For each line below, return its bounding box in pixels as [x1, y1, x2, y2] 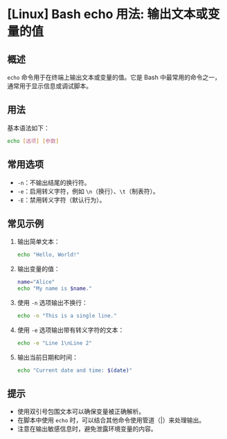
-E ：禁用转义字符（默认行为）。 [17, 196, 106, 204]
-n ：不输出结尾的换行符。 [17, 178, 91, 187]
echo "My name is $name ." [17, 285, 92, 292]
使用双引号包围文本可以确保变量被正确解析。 [17, 407, 145, 416]
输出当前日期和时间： [17, 353, 78, 361]
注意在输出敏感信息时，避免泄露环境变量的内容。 [17, 424, 157, 433]
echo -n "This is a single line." [17, 312, 117, 319]
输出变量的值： [17, 265, 60, 273]
